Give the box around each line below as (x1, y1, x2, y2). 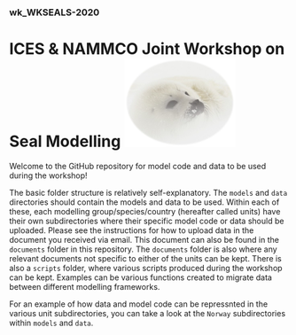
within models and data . (9, 317, 94, 328)
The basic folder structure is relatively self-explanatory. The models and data (9, 187, 288, 198)
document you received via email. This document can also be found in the (9, 234, 279, 245)
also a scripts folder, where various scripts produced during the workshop (9, 262, 283, 273)
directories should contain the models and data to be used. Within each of (9, 197, 280, 207)
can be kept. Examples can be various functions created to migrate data (9, 272, 273, 283)
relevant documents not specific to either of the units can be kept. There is (9, 253, 282, 263)
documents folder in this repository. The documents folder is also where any (9, 244, 277, 254)
